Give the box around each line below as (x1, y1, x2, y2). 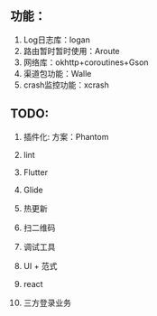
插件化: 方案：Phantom (23, 131, 109, 142)
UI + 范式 (23, 260, 58, 271)
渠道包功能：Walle (23, 68, 92, 79)
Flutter (23, 166, 49, 178)
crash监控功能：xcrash (23, 79, 109, 90)
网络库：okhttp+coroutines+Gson (23, 57, 149, 68)
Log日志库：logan (23, 34, 91, 45)
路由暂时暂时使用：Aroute (23, 45, 120, 56)
